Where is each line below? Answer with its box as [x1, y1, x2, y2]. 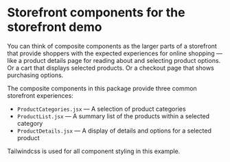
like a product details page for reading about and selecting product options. [7, 56, 221, 64]
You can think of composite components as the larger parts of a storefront [7, 42, 218, 50]
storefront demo [7, 19, 102, 35]
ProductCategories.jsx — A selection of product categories [16, 105, 187, 113]
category [16, 119, 43, 127]
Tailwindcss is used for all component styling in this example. [7, 147, 181, 155]
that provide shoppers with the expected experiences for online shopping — [7, 49, 223, 57]
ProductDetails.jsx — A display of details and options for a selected [16, 126, 211, 135]
